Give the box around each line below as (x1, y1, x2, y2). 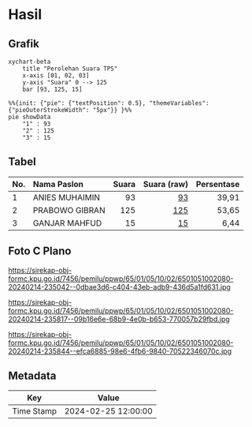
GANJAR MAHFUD (32, 217, 102, 228)
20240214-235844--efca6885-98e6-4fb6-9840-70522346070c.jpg (8, 346, 232, 356)
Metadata (8, 369, 57, 383)
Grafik (8, 37, 39, 51)
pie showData (8, 113, 51, 121)
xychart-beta (8, 58, 51, 66)
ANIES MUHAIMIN (32, 192, 101, 203)
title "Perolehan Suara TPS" (22, 65, 118, 73)
